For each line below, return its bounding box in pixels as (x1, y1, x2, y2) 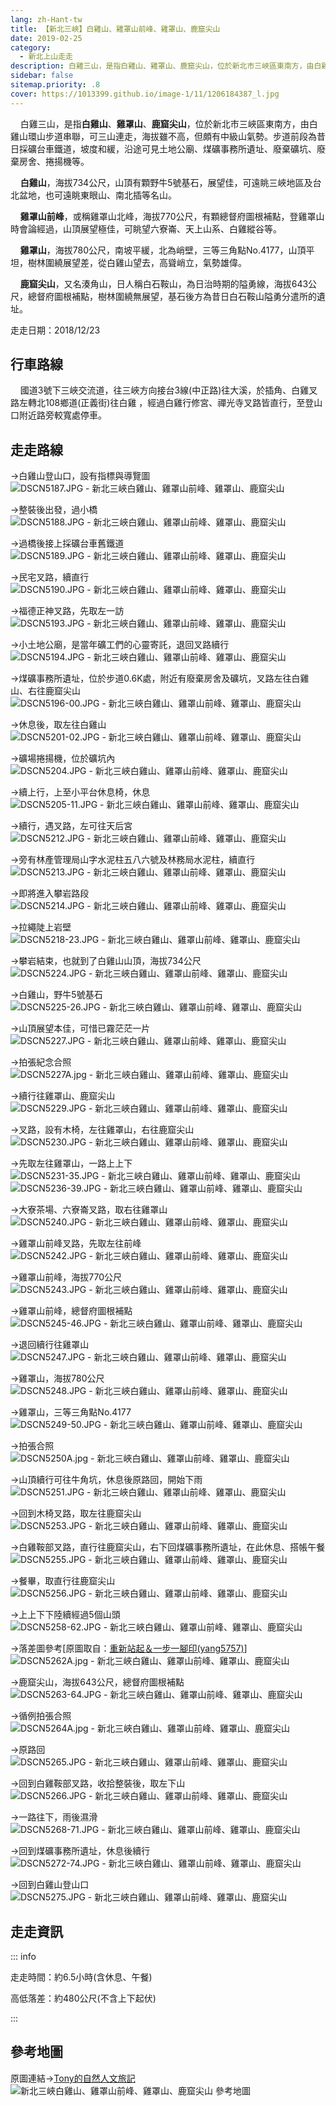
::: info (10, 1951, 37, 1963)
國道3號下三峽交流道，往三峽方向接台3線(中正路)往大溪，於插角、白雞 (19, 384, 310, 396)
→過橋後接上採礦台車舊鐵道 (10, 537, 125, 550)
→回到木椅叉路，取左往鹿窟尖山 (10, 1507, 142, 1520)
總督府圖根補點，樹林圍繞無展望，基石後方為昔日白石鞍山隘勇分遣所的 (27, 290, 317, 302)
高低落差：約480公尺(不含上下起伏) (10, 1992, 157, 2005)
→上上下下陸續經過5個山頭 (10, 1609, 121, 1621)
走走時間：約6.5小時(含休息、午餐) (10, 1971, 153, 1983)
